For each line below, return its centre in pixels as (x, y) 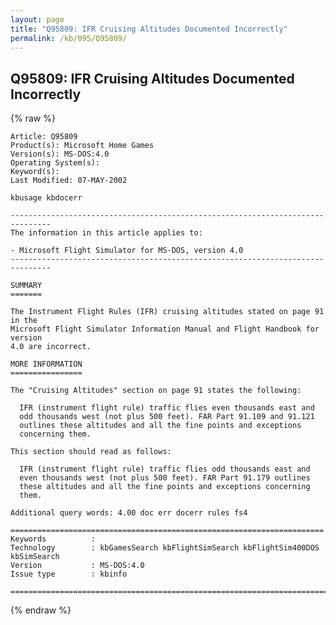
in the (24, 321)
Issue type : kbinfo (69, 574)
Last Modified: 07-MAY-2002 (69, 181)
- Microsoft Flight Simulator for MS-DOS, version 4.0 (127, 251)
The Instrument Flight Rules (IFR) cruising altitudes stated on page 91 (167, 312)
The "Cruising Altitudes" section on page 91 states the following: (156, 391)
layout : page (37, 19)
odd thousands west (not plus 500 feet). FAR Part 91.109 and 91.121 (167, 417)
